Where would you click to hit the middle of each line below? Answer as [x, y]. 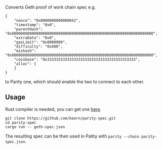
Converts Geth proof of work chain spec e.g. [51, 7]
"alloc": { [25, 64]
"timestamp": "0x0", [35, 25]
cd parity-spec [21, 123]
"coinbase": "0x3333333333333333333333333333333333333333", [77, 59]
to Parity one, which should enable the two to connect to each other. [75, 82]
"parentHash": [28, 29]
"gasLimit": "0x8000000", [41, 42]
